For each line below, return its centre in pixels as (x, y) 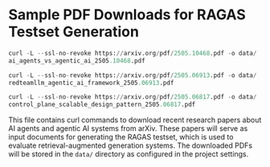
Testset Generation (74, 32)
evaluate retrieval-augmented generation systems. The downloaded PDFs (131, 145)
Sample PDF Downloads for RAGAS (127, 15)
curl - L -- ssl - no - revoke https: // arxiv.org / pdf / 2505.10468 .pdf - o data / (133, 53)
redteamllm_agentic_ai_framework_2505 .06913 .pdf (91, 83)
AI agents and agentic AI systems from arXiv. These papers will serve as (128, 128)
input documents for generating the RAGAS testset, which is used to (121, 137)
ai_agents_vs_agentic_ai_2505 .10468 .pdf (77, 61)
